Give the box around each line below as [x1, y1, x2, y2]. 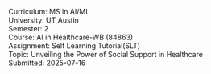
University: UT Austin [8, 15, 79, 25]
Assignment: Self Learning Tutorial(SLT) [8, 41, 141, 51]
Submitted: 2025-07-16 [8, 58, 86, 68]
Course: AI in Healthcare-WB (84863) [8, 32, 134, 42]
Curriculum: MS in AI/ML [8, 7, 90, 16]
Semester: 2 [8, 24, 49, 33]
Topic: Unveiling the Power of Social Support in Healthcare [8, 50, 204, 59]
